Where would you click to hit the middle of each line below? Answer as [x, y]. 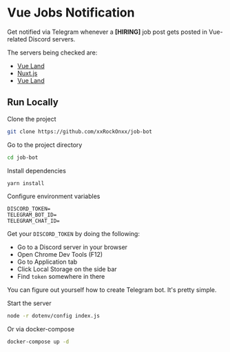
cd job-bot [23, 157]
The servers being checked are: [52, 52]
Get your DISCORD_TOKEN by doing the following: [73, 234]
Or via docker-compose [41, 329]
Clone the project [32, 119]
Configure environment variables [54, 196]
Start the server [29, 303]
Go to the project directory [45, 145]
